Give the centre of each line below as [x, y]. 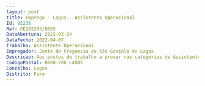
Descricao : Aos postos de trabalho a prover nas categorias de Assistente [103, 57]
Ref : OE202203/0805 [31, 29]
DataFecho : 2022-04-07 [35, 40]
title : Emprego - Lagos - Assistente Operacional [71, 18]
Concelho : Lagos [27, 68]
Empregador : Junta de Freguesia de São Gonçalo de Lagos [80, 51]
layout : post [23, 12]
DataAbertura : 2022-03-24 [39, 35]
